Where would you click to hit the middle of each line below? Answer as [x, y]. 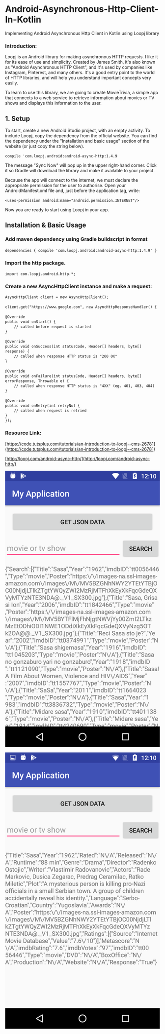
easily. [12, 83]
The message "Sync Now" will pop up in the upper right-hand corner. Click [81, 165]
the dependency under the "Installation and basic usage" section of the [77, 141]
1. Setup [18, 119]
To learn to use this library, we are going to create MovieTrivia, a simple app [82, 93]
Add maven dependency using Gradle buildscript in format [76, 239]
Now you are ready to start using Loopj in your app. [57, 210]
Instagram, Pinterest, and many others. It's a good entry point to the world [80, 73]
